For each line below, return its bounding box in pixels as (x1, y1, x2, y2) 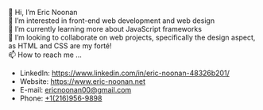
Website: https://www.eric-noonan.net (19, 77, 145, 86)
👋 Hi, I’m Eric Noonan (8, 8, 78, 17)
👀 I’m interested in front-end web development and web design (8, 16, 215, 25)
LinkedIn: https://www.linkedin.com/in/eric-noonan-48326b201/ (19, 68, 230, 78)
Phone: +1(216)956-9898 (19, 93, 102, 103)
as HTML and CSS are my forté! (8, 41, 113, 51)
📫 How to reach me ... (8, 50, 82, 59)
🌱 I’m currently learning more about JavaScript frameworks (8, 25, 203, 33)
